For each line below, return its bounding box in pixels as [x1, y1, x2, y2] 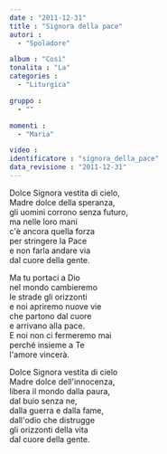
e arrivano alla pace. [9, 320, 86, 331]
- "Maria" [17, 129, 54, 138]
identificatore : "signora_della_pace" [9, 155, 160, 164]
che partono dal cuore [9, 310, 92, 321]
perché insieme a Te [9, 339, 86, 350]
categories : [9, 71, 59, 81]
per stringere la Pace [9, 235, 88, 246]
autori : [9, 30, 42, 39]
